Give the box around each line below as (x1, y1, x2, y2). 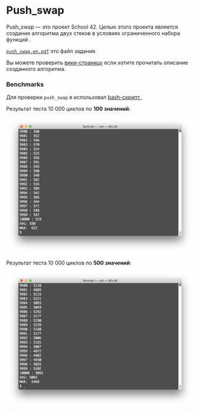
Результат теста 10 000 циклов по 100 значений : (6, 105, 131, 113)
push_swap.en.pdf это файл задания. (6, 47, 97, 54)
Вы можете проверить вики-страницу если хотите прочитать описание (6, 59, 189, 66)
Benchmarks (6, 80, 44, 88)
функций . (6, 36, 31, 43)
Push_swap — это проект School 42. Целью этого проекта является (6, 23, 179, 30)
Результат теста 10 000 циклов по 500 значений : (6, 259, 132, 266)
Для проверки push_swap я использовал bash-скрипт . (6, 93, 143, 101)
